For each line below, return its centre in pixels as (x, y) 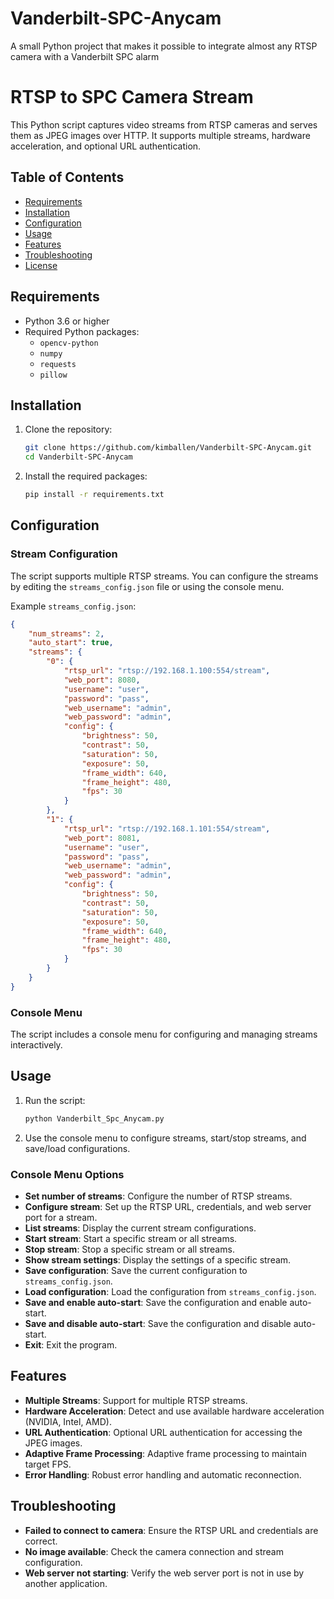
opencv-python (69, 343)
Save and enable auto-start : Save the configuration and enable (156, 1302)
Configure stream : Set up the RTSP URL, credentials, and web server (168, 1206)
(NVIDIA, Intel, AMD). (68, 1421)
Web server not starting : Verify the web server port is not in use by (164, 1573)
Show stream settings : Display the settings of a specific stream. (158, 1259)
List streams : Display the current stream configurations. (140, 1228)
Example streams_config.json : (73, 606)
